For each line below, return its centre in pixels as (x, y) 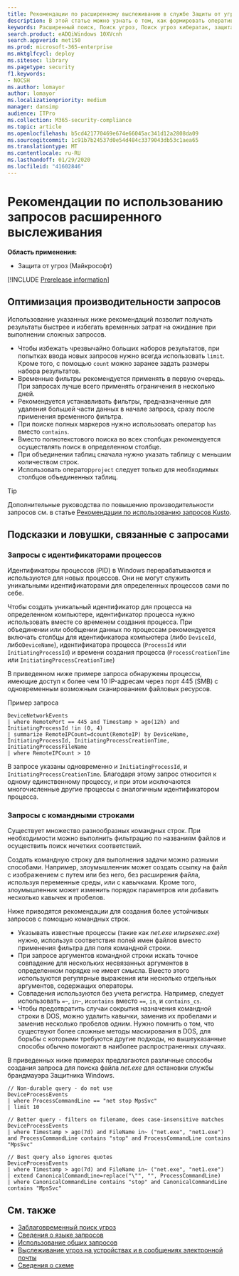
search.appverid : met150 (44, 41)
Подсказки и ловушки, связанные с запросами (118, 535)
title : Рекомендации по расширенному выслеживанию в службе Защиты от (114, 14)
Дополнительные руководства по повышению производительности (111, 504)
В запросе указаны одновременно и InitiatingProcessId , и (97, 767)
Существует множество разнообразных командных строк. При (104, 831)
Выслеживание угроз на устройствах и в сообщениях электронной (120, 1250)
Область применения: (42, 252)
